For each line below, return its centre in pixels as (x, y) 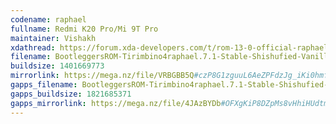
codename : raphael (48, 19)
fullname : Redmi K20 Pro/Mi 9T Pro (84, 29)
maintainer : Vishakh (53, 38)
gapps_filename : (44, 85)
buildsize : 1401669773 (57, 66)
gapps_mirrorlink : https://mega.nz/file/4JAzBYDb (116, 103)
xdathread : (33, 47)
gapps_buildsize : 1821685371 (71, 94)
